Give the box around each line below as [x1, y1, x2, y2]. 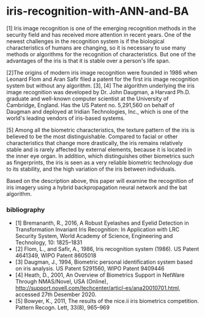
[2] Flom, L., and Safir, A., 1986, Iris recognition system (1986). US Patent [15, 245, 199, 253]
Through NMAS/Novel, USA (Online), [15, 278, 108, 285]
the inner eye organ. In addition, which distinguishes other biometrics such [6, 152, 195, 160]
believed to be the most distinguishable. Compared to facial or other [6, 133, 178, 140]
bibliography [6, 205, 45, 214]
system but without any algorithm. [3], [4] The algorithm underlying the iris [6, 81, 195, 89]
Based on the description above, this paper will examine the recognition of [6, 177, 194, 184]
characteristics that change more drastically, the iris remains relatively [6, 139, 183, 146]
